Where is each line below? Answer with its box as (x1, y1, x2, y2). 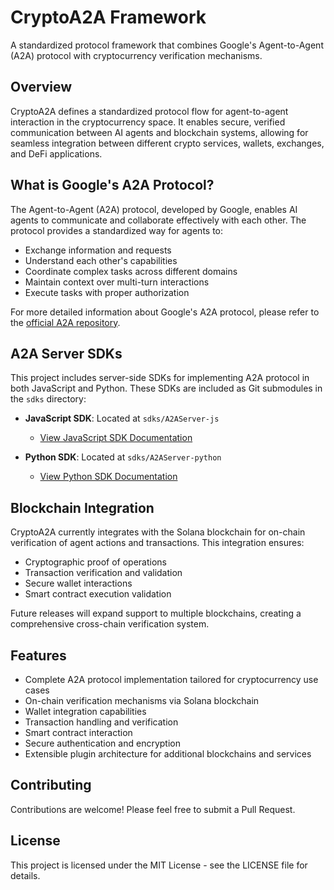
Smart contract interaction (24, 727, 133, 738)
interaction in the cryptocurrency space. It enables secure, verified (10, 116, 286, 128)
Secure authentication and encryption (24, 737, 181, 749)
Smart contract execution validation (24, 588, 172, 600)
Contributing (10, 777, 92, 794)
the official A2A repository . (10, 316, 121, 328)
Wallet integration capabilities (24, 706, 147, 717)
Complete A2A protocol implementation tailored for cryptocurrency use (24, 674, 319, 685)
